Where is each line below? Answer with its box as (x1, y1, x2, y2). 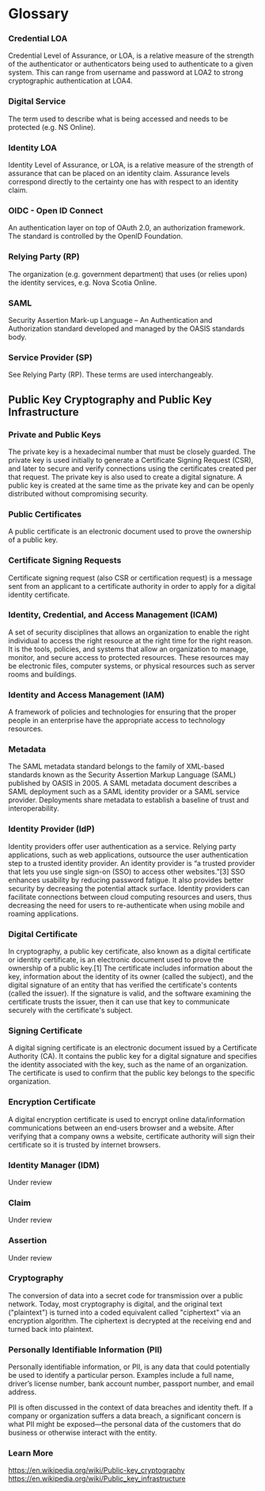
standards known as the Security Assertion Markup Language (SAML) (8, 770, 237, 780)
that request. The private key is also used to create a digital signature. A (8, 472, 243, 481)
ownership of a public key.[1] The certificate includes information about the (8, 963, 253, 973)
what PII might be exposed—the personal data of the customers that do (8, 1420, 241, 1429)
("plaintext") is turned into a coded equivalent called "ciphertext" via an (8, 1307, 241, 1317)
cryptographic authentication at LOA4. (8, 76, 133, 85)
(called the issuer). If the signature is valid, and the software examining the (8, 988, 252, 998)
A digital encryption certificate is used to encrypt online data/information (8, 1114, 245, 1124)
